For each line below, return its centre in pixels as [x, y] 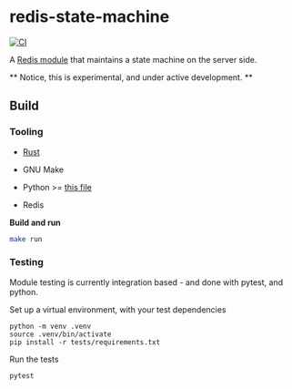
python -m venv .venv [50, 326]
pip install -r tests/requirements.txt [85, 342]
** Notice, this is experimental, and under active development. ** [131, 77]
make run [26, 239]
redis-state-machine [90, 17]
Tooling [26, 132]
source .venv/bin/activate [60, 334]
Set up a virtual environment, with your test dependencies [118, 309]
